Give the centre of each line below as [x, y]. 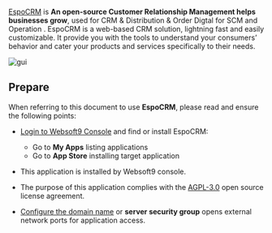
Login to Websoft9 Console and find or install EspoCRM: [114, 131]
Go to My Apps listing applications [90, 147]
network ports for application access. [83, 220]
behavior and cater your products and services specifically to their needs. [132, 46]
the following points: [43, 115]
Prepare [29, 87]
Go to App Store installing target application [106, 155]
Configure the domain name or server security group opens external [136, 211]
